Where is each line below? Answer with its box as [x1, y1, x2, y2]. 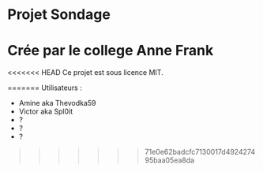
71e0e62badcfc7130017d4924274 [145, 148, 256, 157]
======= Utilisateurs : [7, 83, 82, 92]
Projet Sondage [7, 6, 111, 24]
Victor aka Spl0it [18, 107, 73, 116]
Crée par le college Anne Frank [7, 42, 214, 60]
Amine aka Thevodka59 [18, 99, 96, 108]
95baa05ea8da [145, 155, 195, 165]
